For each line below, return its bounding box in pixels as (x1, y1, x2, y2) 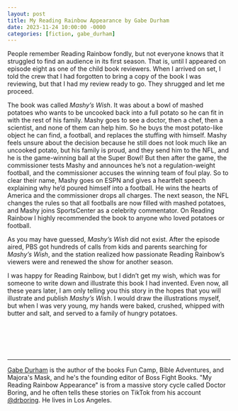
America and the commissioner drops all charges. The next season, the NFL (7, 191, 229, 200)
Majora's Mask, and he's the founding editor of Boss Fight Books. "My (7, 373, 212, 382)
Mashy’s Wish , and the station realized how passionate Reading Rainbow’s (7, 250, 225, 259)
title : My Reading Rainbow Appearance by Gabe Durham (7, 17, 170, 24)
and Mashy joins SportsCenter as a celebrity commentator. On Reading (7, 206, 215, 215)
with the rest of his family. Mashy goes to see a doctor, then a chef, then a (7, 116, 223, 125)
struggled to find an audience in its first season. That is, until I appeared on (7, 57, 227, 66)
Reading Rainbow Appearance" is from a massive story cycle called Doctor (7, 381, 226, 390)
